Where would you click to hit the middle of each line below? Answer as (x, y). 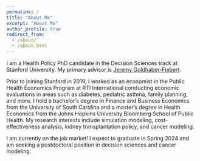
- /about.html (29, 46)
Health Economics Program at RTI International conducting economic (93, 87)
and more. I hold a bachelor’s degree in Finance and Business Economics (98, 100)
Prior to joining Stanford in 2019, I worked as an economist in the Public (96, 81)
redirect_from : (26, 35)
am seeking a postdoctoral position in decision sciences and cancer (91, 145)
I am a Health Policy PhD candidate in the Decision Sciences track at (92, 63)
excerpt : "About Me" (33, 23)
